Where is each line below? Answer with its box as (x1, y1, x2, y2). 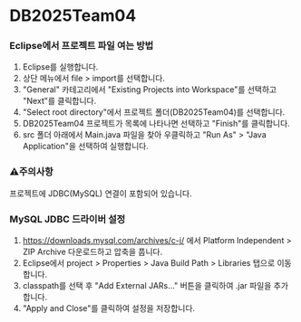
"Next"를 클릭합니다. (22, 96, 97, 107)
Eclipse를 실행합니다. (22, 62, 99, 72)
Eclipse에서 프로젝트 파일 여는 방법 (9, 40, 154, 52)
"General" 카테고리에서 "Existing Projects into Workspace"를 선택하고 (22, 84, 277, 95)
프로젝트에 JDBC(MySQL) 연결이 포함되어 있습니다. (9, 187, 192, 199)
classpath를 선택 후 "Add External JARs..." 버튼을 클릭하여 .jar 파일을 (22, 280, 272, 291)
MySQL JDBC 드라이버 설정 (9, 213, 126, 225)
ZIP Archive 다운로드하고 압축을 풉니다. (22, 246, 163, 258)
